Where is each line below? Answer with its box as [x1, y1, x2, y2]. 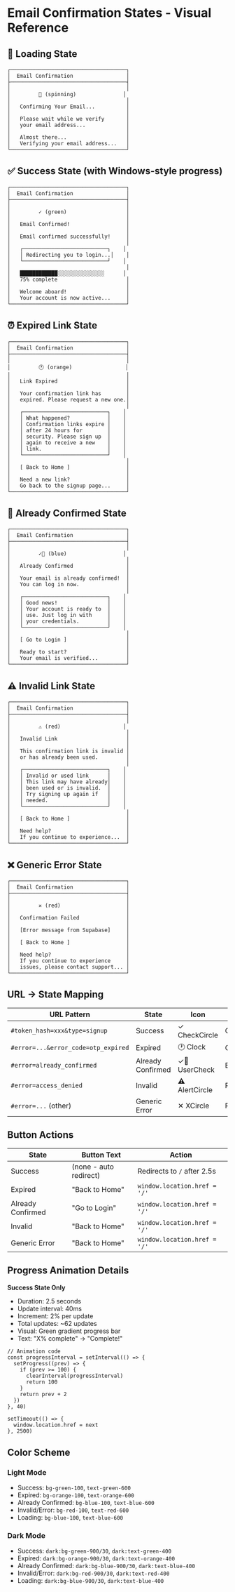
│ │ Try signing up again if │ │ [7, 791, 127, 798]
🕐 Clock [178, 1042, 206, 1052]
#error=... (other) [10, 1101, 72, 1110]
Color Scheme [7, 1446, 71, 1458]
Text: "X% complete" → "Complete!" [17, 1334, 123, 1342]
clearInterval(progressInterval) [25, 1372, 124, 1379]
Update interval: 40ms [17, 1304, 83, 1313]
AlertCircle [178, 1084, 213, 1094]
